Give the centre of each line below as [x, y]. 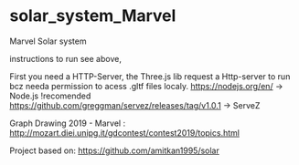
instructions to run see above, [65, 58]
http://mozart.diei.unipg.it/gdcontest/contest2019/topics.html [125, 132]
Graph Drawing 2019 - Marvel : [68, 123]
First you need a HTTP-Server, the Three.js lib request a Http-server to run [150, 76]
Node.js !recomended [50, 96]
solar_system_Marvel [93, 16]
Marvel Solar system [48, 41]
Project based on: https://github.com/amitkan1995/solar [114, 150]
